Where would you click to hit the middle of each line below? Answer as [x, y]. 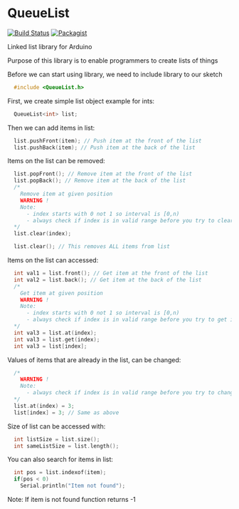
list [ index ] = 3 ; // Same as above [67, 412]
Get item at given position [62, 293]
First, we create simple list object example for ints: [81, 101]
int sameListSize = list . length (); [67, 446]
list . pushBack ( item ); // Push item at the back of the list [105, 148]
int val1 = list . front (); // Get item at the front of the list [111, 273]
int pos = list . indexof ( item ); [60, 473]
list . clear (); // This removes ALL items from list [92, 247]
